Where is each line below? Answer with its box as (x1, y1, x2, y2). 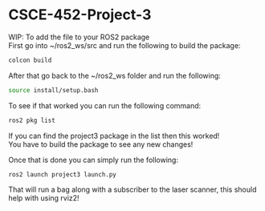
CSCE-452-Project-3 (8, 6, 152, 24)
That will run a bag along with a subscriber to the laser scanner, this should (8, 185, 257, 194)
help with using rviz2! (8, 193, 79, 203)
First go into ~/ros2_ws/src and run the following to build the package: (8, 40, 241, 50)
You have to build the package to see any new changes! (8, 139, 194, 149)
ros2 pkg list (8, 116, 56, 124)
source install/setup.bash (8, 86, 99, 94)
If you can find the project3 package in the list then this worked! (8, 131, 220, 140)
